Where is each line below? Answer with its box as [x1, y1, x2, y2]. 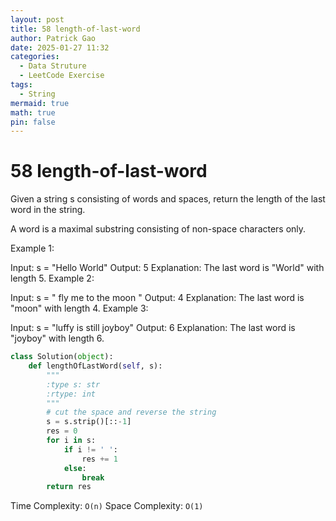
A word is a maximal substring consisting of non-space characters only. [10, 223, 307, 235]
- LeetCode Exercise [19, 71, 105, 81]
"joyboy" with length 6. [10, 332, 105, 345]
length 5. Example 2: [10, 272, 95, 285]
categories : [10, 52, 60, 62]
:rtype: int [46, 389, 97, 399]
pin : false [10, 117, 56, 127]
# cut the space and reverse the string [46, 407, 217, 418]
